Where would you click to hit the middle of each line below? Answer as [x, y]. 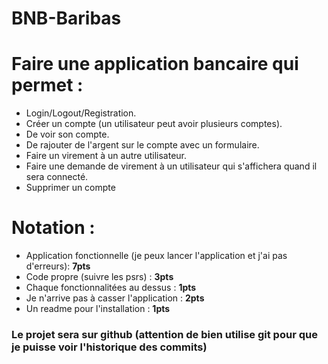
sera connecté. [57, 177]
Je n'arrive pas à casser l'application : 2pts [115, 298]
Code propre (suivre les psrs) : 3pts [99, 277]
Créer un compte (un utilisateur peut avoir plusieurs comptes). [154, 124]
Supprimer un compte [70, 188]
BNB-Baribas [66, 18]
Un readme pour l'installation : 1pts [98, 309]
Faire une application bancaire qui [155, 64]
